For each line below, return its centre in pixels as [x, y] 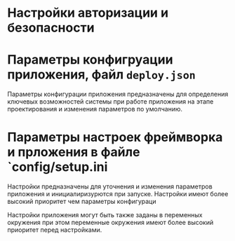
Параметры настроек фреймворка [115, 137]
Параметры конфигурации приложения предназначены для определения [118, 94]
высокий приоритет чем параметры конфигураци [82, 202]
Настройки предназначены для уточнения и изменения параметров [110, 186]
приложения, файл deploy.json [102, 75]
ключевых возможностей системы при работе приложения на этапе [110, 102]
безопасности [51, 28]
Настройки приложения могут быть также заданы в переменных [105, 215]
